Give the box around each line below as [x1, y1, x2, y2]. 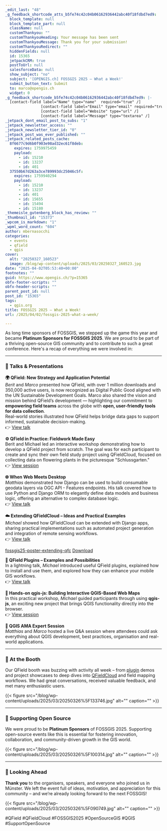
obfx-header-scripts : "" [5, 284, 57, 290]
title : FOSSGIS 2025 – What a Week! [5, 307, 81, 312]
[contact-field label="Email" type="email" [40, 104, 133, 109]
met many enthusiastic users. [5, 682, 66, 688]
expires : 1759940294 [14, 173, 57, 179]
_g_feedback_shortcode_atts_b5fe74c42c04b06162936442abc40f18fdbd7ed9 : [5, 12, 157, 17]
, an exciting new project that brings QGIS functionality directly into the [8, 601, 154, 606]
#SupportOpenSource [5, 820, 51, 826]
